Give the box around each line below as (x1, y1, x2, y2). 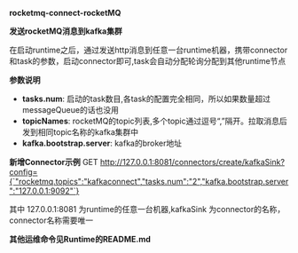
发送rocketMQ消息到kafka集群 (9, 26, 122, 36)
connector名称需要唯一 (9, 215, 94, 225)
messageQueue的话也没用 (21, 105, 120, 115)
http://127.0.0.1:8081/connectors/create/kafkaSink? (100, 157, 286, 167)
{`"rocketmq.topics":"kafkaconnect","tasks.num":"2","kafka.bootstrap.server (9, 177, 289, 186)
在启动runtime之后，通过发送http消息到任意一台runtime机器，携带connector (9, 44, 288, 55)
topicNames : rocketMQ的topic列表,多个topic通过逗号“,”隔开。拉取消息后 (21, 115, 287, 126)
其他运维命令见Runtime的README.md (9, 234, 151, 244)
